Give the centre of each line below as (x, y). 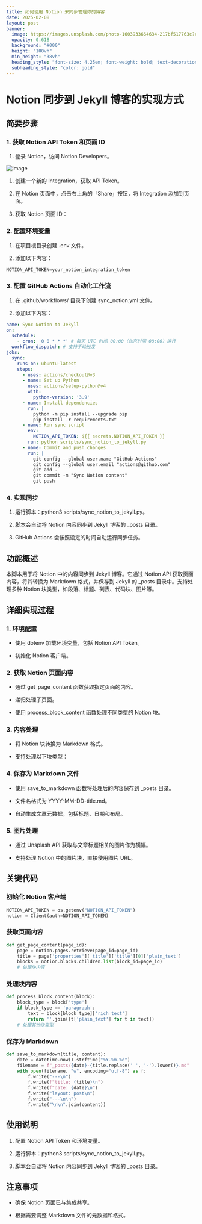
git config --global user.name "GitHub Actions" (95, 459)
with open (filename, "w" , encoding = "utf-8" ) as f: (82, 1071)
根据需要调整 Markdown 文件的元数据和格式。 (72, 1215)
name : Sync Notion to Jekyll (43, 325)
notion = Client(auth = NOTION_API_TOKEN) (58, 916)
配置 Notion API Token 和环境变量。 (59, 1140)
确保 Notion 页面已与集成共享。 (54, 1202)
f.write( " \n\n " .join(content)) (67, 1104)
